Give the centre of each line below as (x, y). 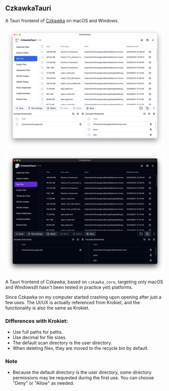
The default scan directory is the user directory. (62, 343)
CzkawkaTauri (28, 8)
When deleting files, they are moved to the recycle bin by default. (81, 348)
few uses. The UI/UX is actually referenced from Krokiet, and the (73, 302)
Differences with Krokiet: (37, 321)
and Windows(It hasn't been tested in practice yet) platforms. (69, 287)
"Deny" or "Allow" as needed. (43, 383)
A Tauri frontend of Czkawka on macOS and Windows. (62, 20)
